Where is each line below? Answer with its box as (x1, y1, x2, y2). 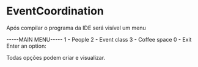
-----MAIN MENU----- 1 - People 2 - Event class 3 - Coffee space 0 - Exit (6, 36, 192, 43)
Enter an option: (6, 42, 47, 49)
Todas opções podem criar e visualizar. (6, 54, 106, 61)
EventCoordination (6, 4, 104, 18)
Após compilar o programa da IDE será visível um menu (6, 24, 146, 31)
